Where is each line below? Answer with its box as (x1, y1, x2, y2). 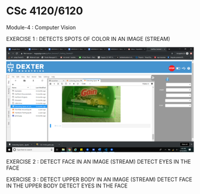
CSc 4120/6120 (6, 4, 83, 18)
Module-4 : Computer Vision (6, 24, 76, 31)
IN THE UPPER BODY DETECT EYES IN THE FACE (6, 182, 128, 189)
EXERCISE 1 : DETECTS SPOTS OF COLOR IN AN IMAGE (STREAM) (6, 35, 171, 42)
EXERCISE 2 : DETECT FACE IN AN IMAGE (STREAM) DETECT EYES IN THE (6, 158, 192, 166)
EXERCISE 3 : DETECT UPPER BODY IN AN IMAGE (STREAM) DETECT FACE (6, 176, 192, 183)
